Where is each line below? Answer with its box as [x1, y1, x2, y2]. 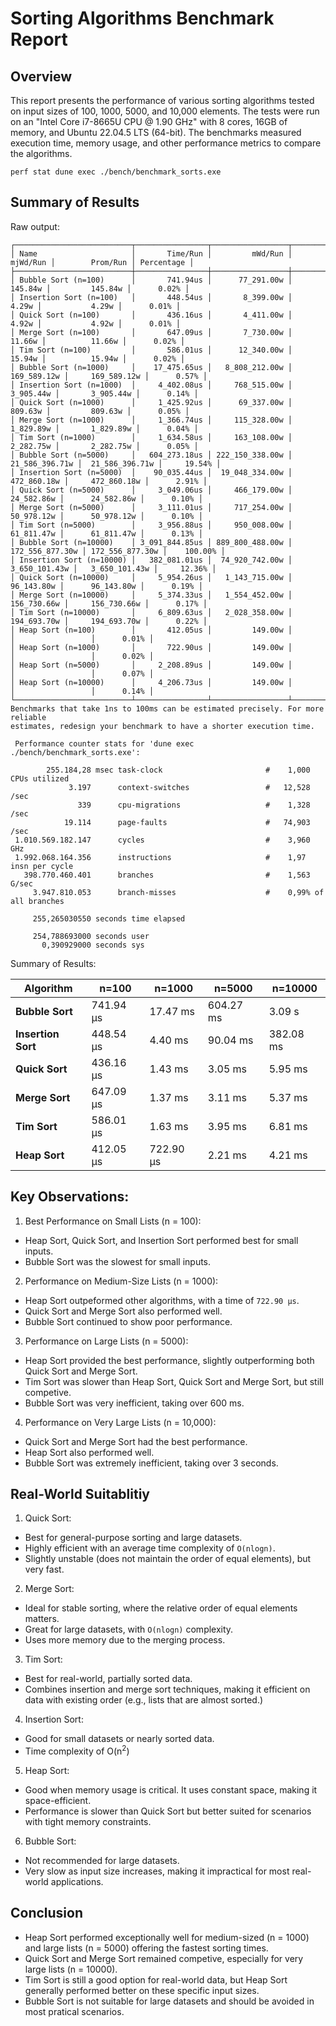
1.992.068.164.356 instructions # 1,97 [14, 852, 307, 862]
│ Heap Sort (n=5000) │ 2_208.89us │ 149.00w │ [10, 660, 293, 670]
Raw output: [10, 220, 60, 232]
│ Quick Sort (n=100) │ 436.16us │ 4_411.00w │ [10, 310, 293, 320]
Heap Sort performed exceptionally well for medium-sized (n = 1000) [24, 1931, 310, 1943]
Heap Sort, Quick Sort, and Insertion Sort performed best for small [24, 1234, 299, 1246]
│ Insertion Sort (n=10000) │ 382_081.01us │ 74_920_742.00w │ [10, 555, 293, 565]
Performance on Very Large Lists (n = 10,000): [24, 1416, 217, 1428]
